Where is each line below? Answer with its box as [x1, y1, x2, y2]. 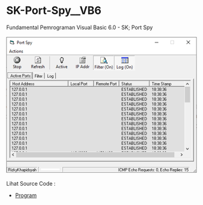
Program [14, 192, 37, 199]
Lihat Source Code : [6, 180, 56, 187]
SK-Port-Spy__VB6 [6, 4, 101, 18]
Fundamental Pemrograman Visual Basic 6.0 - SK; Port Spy [6, 24, 153, 31]
